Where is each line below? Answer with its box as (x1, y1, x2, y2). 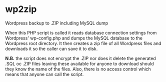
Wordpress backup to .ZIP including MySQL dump (5, 20, 108, 26)
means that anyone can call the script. (5, 71, 84, 77)
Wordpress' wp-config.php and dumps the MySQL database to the (5, 35, 142, 41)
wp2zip (5, 3, 37, 15)
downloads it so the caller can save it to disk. (5, 45, 98, 51)
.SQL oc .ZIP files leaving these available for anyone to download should (5, 60, 154, 66)
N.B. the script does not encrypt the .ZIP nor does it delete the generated (5, 55, 156, 61)
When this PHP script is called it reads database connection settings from (5, 29, 157, 35)
